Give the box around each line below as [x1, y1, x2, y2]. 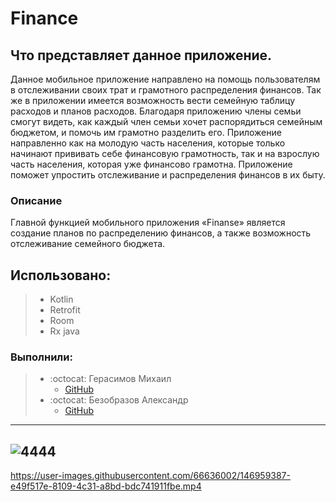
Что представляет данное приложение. [10, 47, 273, 64]
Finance [10, 7, 79, 30]
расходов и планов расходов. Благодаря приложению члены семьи [10, 105, 302, 117]
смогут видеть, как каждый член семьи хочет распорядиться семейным [10, 116, 323, 127]
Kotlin [49, 293, 74, 306]
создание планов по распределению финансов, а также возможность [10, 227, 312, 239]
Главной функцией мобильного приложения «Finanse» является [10, 217, 286, 229]
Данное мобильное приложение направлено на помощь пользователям [10, 73, 321, 85]
